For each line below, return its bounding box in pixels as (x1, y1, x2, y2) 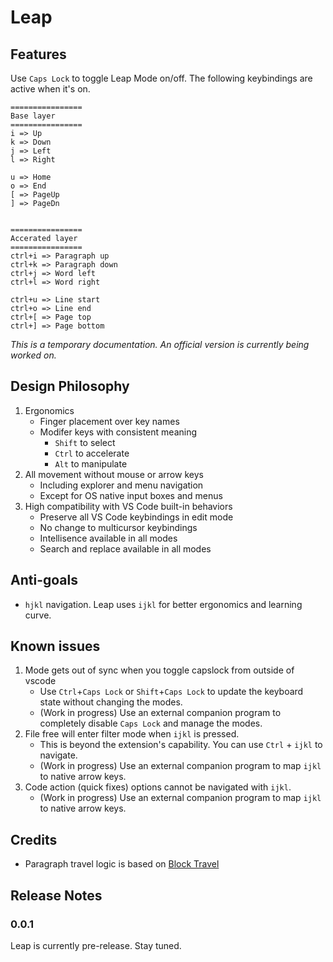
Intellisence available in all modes (39, 532, 178, 544)
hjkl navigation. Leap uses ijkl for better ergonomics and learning (24, 598, 303, 610)
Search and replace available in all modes (39, 542, 212, 555)
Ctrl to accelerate (54, 447, 130, 459)
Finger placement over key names (39, 415, 180, 427)
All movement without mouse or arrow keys (24, 468, 204, 480)
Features (10, 46, 67, 63)
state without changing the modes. (39, 696, 183, 708)
